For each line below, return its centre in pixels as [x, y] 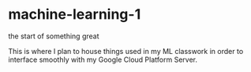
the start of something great [54, 36]
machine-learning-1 [75, 14]
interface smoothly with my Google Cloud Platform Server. [103, 59]
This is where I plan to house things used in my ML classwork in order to [126, 51]
